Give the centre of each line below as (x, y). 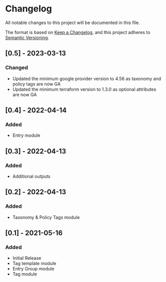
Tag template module (34, 263)
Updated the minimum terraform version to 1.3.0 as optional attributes (84, 89)
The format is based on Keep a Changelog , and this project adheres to (78, 32)
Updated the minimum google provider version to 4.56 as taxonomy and (87, 79)
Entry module (26, 135)
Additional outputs (31, 176)
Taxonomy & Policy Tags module (46, 217)
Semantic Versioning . (27, 38)
